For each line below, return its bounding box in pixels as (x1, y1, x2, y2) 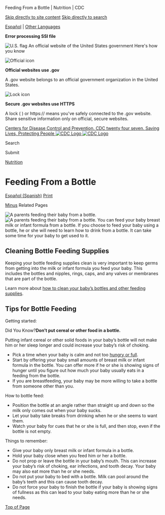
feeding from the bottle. (12, 372, 61, 379)
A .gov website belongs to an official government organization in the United (5, 77, 159, 82)
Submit (5, 150, 20, 155)
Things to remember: (5, 438, 48, 444)
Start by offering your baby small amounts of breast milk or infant (12, 357, 145, 363)
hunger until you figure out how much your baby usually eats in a (12, 367, 144, 373)
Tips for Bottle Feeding (5, 305, 77, 313)
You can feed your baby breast (97, 217, 160, 223)
